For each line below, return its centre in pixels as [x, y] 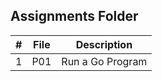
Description [104, 44]
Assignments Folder [74, 16]
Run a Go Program [104, 61]
